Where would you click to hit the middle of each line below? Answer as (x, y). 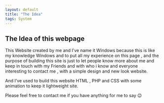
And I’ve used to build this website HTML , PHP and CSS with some (73, 81)
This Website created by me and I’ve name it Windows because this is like (80, 51)
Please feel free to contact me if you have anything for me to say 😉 (74, 96)
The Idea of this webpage (45, 39)
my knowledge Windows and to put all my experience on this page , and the (82, 56)
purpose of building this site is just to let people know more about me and (80, 61)
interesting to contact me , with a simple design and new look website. (76, 71)
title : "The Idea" (24, 14)
